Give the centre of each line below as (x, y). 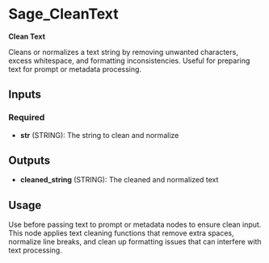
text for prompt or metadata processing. (75, 69)
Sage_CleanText (63, 14)
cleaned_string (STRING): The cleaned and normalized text (119, 180)
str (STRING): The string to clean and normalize (99, 135)
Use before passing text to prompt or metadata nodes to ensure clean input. (135, 225)
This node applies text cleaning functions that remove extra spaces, (121, 233)
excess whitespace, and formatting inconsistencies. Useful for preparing (129, 61)
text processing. (35, 250)
